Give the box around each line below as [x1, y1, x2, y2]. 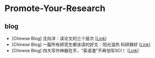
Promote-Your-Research [4, 3, 106, 14]
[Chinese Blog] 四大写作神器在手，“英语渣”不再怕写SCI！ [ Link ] [11, 48, 139, 53]
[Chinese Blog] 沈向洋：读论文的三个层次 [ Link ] [11, 36, 107, 41]
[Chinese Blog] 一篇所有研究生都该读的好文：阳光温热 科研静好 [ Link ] [11, 42, 151, 47]
